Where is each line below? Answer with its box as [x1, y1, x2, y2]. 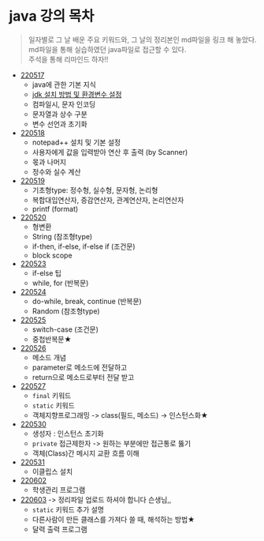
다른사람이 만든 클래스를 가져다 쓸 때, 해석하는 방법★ [32, 514, 195, 524]
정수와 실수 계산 [32, 167, 81, 176]
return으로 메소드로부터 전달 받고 [32, 372, 135, 381]
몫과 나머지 [32, 157, 66, 167]
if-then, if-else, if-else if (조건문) [32, 242, 136, 251]
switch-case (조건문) [32, 325, 99, 334]
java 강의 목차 [9, 7, 95, 25]
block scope [32, 250, 73, 260]
